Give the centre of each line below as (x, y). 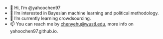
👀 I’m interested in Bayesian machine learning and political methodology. (84, 13)
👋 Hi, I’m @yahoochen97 (35, 8)
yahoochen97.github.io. (34, 31)
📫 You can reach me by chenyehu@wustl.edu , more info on (72, 24)
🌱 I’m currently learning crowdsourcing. (50, 18)
